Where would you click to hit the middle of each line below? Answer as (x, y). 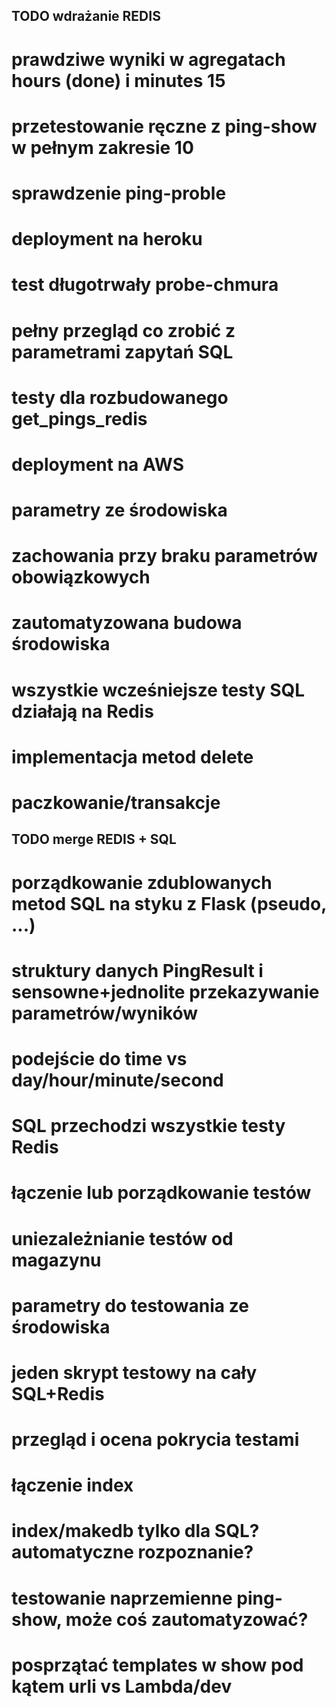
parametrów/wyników (105, 1013)
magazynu (56, 1260)
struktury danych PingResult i (137, 970)
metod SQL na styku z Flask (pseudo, (169, 903)
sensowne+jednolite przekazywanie (165, 991)
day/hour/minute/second (117, 1080)
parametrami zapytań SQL (122, 351)
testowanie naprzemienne (122, 1598)
